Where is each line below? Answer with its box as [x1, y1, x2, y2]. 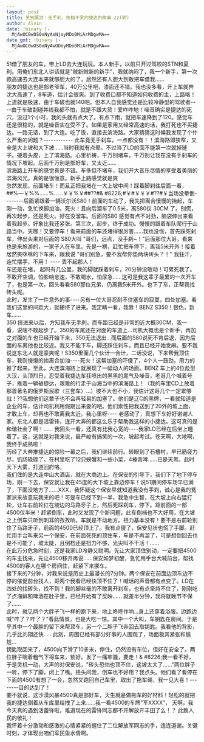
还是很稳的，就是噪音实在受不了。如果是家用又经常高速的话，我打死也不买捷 [6, 121, 198, 128]
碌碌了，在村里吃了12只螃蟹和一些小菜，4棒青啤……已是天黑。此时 [27, 456, 195, 463]
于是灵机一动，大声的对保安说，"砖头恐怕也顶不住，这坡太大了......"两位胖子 [6, 661, 196, 668]
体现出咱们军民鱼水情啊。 [27, 729, 92, 737]
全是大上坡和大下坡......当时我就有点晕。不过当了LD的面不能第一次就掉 [6, 144, 182, 151]
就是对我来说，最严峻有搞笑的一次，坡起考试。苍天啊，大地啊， [38, 432, 198, 440]
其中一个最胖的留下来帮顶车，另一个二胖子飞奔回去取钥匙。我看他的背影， [11, 623, 198, 630]
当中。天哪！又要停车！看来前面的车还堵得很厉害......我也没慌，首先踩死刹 [11, 227, 197, 235]
